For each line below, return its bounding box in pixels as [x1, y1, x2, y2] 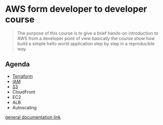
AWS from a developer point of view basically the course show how [17, 35, 155, 41]
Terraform [12, 73, 33, 79]
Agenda [5, 60, 30, 68]
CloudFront [12, 89, 36, 94]
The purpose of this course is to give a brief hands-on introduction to [17, 30, 159, 36]
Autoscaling [12, 104, 37, 110]
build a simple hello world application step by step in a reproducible [17, 40, 155, 46]
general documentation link [5, 114, 61, 120]
